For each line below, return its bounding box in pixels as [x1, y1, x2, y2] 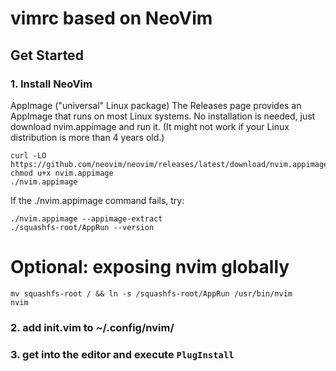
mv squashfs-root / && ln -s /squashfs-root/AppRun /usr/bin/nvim [10, 288, 293, 299]
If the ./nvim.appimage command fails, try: [10, 194, 185, 206]
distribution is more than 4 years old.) [10, 131, 165, 143]
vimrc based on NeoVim [10, 7, 213, 30]
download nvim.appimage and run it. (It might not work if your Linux [10, 120, 290, 132]
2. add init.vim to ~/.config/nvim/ [10, 320, 175, 334]
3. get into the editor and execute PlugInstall [10, 347, 235, 361]
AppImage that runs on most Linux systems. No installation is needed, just [10, 110, 316, 122]
